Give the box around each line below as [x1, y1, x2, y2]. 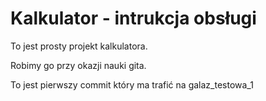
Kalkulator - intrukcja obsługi [10, 7, 257, 30]
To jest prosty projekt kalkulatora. [10, 40, 148, 52]
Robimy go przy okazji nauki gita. [10, 59, 147, 71]
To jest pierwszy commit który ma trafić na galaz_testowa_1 [10, 78, 254, 91]
